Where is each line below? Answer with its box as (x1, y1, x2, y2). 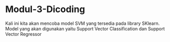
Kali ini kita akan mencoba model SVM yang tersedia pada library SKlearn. (5, 20, 160, 26)
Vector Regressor (5, 31, 42, 37)
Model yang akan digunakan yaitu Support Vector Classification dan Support (5, 25, 165, 31)
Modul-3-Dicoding (5, 4, 85, 15)
